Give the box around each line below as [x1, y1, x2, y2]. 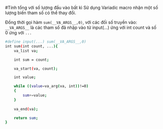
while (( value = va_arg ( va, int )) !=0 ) [14, 84, 89, 89]
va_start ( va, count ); [14, 66, 58, 71]
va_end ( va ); [14, 106, 38, 111]
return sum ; [14, 115, 38, 120]
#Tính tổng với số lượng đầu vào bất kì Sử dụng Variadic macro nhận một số [5, 5, 158, 10]
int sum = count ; [14, 57, 49, 62]
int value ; [14, 75, 36, 80]
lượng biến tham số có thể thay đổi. [5, 10, 76, 16]
